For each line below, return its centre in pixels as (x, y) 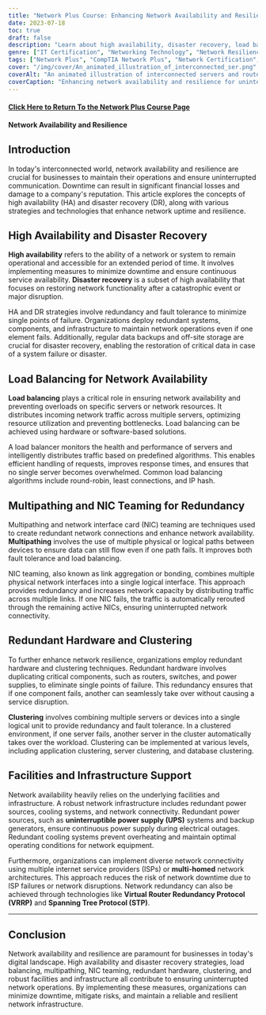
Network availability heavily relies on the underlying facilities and (114, 795)
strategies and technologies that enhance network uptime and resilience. (127, 211)
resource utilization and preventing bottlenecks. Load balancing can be (124, 424)
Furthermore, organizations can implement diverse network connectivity (126, 861)
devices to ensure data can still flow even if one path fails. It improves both (130, 549)
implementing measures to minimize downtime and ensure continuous (123, 272)
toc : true (25, 30)
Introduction (40, 150)
